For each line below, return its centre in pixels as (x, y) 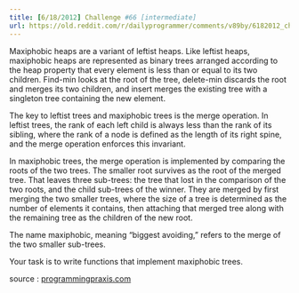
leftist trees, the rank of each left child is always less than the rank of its (141, 124)
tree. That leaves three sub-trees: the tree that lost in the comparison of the (148, 179)
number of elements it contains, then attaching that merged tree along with (147, 208)
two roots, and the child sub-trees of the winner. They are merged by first (144, 189)
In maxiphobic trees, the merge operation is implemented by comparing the (147, 161)
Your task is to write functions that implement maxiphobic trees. (126, 261)
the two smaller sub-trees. (57, 244)
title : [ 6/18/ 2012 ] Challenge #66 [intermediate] (103, 17)
